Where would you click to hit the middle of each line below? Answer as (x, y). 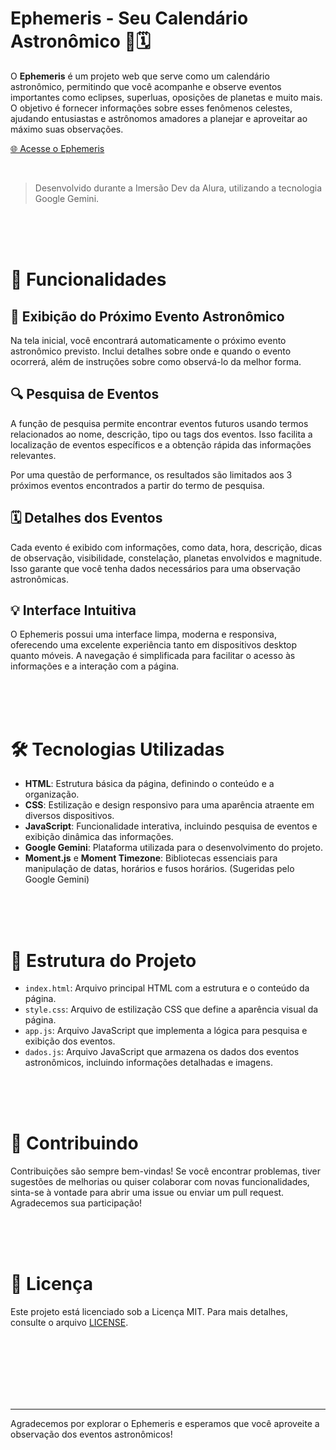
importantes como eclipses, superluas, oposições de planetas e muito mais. (166, 97)
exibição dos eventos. (70, 1041)
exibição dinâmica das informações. (99, 837)
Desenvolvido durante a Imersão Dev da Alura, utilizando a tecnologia (178, 188)
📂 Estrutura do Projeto (103, 960)
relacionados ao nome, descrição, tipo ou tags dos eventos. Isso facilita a (161, 434)
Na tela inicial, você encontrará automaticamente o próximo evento (148, 340)
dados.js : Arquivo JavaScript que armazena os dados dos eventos (162, 1052)
